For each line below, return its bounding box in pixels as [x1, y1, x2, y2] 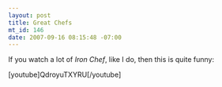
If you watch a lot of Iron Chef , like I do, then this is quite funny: [8, 55, 215, 64]
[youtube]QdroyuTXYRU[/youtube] [8, 70, 122, 79]
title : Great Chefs [8, 19, 73, 27]
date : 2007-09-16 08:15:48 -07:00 [8, 33, 122, 42]
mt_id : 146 [8, 26, 44, 34]
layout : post [8, 11, 51, 20]
